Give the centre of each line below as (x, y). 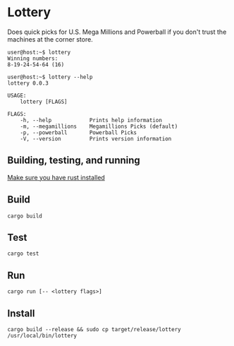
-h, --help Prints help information (91, 120)
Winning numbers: (33, 58)
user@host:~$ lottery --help (50, 77)
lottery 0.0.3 (28, 83)
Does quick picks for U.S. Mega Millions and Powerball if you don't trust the (117, 32)
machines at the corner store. (50, 39)
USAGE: (17, 95)
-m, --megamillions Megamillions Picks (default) (99, 126)
